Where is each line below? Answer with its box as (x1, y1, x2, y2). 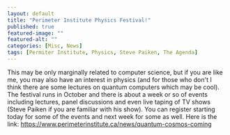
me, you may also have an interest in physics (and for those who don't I (7, 75, 213, 84)
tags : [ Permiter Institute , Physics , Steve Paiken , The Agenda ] (7, 49, 198, 56)
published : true (7, 23, 54, 30)
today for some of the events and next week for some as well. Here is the (7, 112, 217, 120)
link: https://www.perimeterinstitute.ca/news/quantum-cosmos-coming (7, 120, 212, 128)
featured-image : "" (7, 29, 64, 37)
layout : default (7, 10, 54, 17)
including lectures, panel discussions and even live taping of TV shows (7, 97, 211, 106)
